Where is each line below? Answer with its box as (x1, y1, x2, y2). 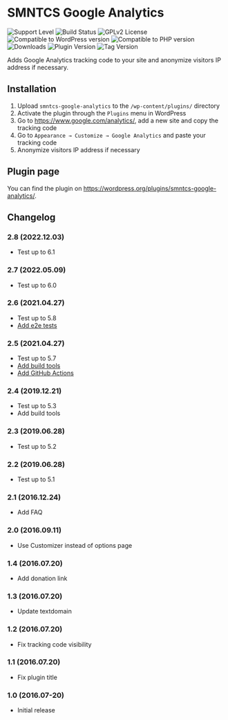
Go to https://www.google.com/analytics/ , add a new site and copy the (17, 116, 219, 124)
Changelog (7, 211, 56, 223)
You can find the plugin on (7, 184, 82, 192)
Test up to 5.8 (17, 313, 57, 322)
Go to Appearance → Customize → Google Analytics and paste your (17, 131, 206, 139)
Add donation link (17, 574, 68, 582)
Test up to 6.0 (17, 281, 57, 289)
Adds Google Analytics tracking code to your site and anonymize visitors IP (7, 55, 221, 64)
